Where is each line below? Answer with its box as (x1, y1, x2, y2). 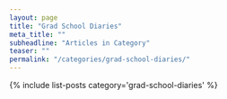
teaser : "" (9, 47, 50, 56)
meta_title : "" (9, 30, 66, 39)
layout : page (9, 13, 58, 22)
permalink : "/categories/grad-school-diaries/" (9, 55, 191, 64)
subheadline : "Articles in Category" (9, 38, 151, 48)
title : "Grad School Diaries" (9, 22, 123, 31)
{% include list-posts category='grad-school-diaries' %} (9, 80, 218, 90)
